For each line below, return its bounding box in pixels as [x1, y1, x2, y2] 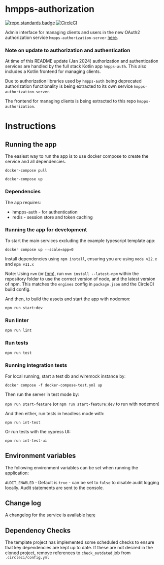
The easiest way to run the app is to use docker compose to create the [5, 153, 149, 159]
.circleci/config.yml [5, 555, 50, 560]
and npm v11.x [5, 261, 34, 267]
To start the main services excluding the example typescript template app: [5, 238, 156, 244]
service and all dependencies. [5, 159, 66, 165]
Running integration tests [5, 362, 67, 369]
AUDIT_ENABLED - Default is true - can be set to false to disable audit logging [5, 479, 159, 485]
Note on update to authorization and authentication [5, 47, 131, 54]
